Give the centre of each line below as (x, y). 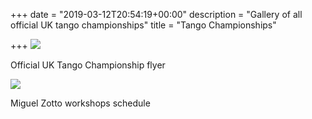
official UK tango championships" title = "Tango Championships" (143, 25)
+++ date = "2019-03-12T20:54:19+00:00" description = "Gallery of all (156, 14)
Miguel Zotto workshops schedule (80, 103)
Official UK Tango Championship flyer (88, 65)
